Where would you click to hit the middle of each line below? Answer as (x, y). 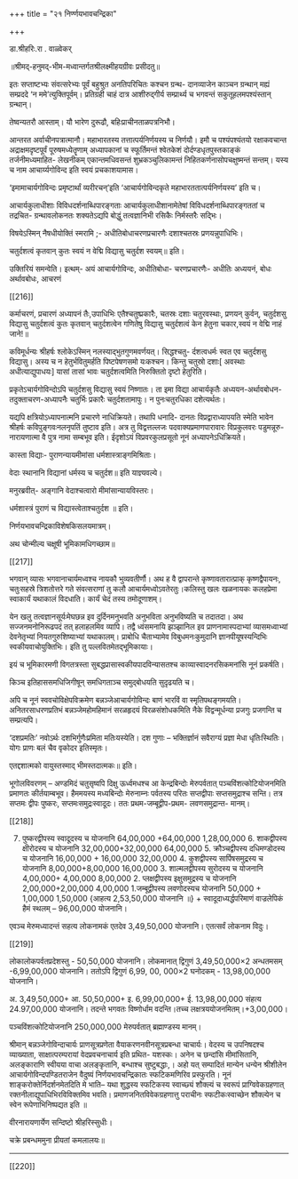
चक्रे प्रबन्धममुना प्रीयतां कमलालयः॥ (57, 1140)
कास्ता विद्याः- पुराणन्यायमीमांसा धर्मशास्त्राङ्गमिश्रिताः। (83, 455)
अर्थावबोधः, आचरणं (35, 279)
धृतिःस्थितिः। (267, 738)
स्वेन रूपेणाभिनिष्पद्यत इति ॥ (48, 1104)
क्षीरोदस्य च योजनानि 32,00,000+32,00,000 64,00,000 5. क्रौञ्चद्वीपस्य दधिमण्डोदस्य (153, 848)
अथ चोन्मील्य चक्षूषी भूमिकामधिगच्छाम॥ (62, 544)
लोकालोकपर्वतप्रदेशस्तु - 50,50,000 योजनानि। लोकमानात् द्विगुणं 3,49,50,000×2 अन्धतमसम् (146, 961)
